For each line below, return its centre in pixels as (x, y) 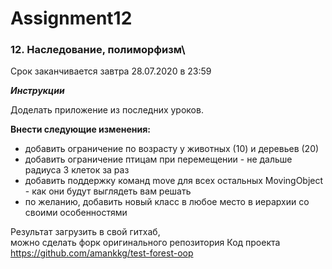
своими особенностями (76, 213)
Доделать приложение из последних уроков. (107, 110)
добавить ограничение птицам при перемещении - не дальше (158, 159)
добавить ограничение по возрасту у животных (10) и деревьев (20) (172, 149)
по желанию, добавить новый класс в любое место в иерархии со (167, 202)
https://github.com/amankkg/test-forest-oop (102, 253)
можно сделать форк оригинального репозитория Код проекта (145, 243)
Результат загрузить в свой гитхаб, (85, 232)
